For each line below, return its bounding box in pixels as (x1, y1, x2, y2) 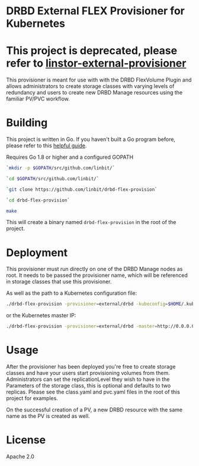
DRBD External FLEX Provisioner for (6, 4, 185, 18)
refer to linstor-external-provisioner (6, 56, 187, 70)
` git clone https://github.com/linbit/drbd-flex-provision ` (6, 186, 158, 193)
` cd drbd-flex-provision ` (6, 197, 70, 203)
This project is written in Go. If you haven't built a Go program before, (6, 136, 176, 143)
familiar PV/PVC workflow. (6, 95, 70, 102)
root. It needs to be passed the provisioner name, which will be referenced (6, 272, 188, 279)
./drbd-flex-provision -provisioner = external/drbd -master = (6, 323, 158, 329)
